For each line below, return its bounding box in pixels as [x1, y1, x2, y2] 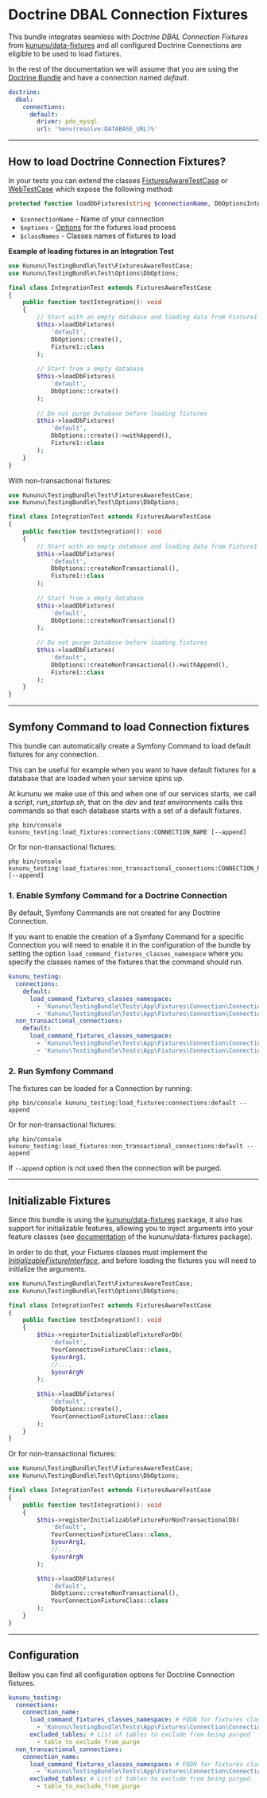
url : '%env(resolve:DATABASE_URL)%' [37, 125, 158, 133]
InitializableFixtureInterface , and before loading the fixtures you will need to [8, 1256, 257, 1265]
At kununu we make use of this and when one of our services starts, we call [8, 788, 257, 798]
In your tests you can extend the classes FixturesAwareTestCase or [8, 176, 228, 185]
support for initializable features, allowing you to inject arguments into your [8, 1223, 253, 1233]
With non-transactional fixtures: [8, 475, 113, 485]
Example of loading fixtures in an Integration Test [8, 246, 175, 256]
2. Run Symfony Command [8, 1065, 114, 1077]
